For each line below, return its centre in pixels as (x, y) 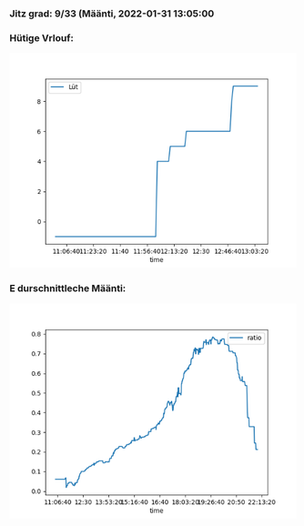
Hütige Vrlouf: (42, 37)
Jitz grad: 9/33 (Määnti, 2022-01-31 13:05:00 (112, 14)
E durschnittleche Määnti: (68, 288)
